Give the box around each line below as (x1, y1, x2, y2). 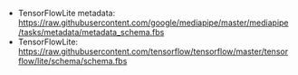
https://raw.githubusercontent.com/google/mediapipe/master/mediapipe (17, 17, 289, 28)
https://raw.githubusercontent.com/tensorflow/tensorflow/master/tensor (17, 46, 288, 57)
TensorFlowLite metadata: (17, 8, 116, 18)
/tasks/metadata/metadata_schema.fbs (17, 27, 165, 37)
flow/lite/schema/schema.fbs (17, 56, 128, 66)
